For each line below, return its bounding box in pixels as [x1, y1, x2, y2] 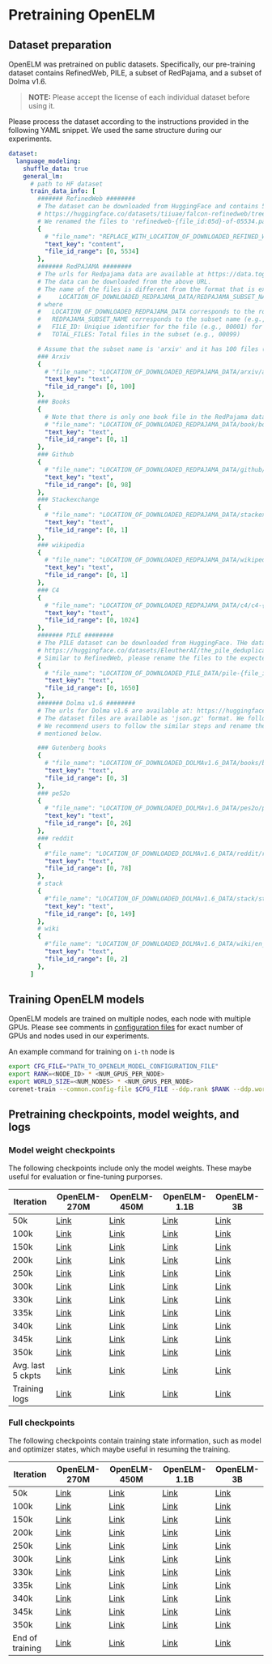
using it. [28, 101, 55, 110]
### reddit [37, 834, 74, 842]
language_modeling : [15, 156, 82, 165]
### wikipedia [37, 541, 85, 549]
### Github [37, 451, 74, 459]
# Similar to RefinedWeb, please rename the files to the [37, 654, 237, 662]
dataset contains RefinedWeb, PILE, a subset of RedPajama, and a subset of [8, 68, 262, 78]
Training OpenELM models [8, 992, 145, 1006]
